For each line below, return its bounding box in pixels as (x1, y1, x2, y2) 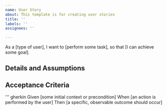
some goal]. (5, 49, 30, 55)
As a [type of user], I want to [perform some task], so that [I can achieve (5, 44, 154, 50)
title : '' (5, 16, 26, 21)
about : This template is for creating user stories (5, 12, 115, 17)
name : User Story (5, 7, 41, 12)
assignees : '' (5, 26, 35, 31)
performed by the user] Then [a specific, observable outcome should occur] (5, 99, 162, 105)
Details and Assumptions (5, 63, 85, 72)
